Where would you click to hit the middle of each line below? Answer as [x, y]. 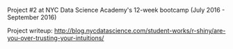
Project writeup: [30, 31]
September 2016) [32, 17]
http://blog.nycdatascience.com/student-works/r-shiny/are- [140, 31]
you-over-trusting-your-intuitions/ [56, 38]
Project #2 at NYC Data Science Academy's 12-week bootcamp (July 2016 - [116, 10]
